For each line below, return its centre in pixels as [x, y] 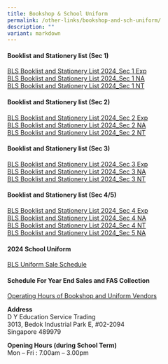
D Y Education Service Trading [51, 317]
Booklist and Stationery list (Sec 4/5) [62, 195]
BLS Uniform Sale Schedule [47, 265]
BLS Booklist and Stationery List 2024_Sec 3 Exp [78, 164]
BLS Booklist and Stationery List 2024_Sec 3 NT [77, 178]
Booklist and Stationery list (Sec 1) [58, 55]
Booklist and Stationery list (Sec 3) [59, 148]
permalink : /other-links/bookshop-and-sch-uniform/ [84, 20]
